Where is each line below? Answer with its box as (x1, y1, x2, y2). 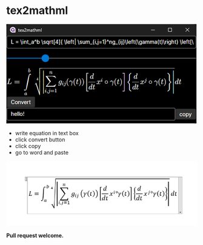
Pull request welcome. (6, 232, 64, 239)
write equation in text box (15, 129, 79, 136)
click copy (15, 142, 41, 149)
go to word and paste (15, 149, 68, 156)
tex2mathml (6, 4, 68, 18)
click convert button (15, 136, 65, 143)
